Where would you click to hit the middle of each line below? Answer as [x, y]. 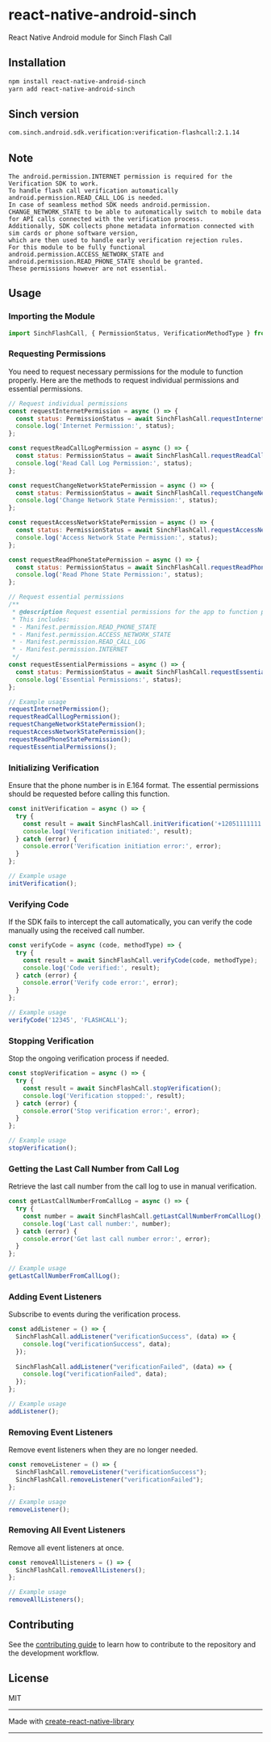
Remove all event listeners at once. [67, 1548]
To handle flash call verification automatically [94, 191]
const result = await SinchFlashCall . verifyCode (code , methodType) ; [140, 960]
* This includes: [41, 619]
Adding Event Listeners [55, 1296]
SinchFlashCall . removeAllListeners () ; [81, 1570]
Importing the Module [52, 316]
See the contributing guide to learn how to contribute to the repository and [132, 1644]
